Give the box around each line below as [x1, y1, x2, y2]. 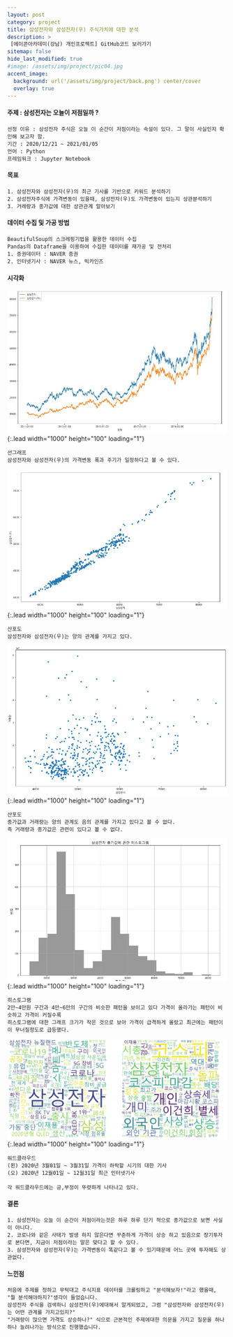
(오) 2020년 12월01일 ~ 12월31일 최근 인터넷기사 [7, 1169, 135, 1176]
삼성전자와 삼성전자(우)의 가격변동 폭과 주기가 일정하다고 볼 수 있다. [7, 456, 180, 464]
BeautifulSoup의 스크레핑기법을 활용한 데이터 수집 [7, 235, 137, 242]
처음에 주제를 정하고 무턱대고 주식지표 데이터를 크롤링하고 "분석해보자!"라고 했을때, [7, 1287, 217, 1294]
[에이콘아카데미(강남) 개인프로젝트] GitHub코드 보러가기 [10, 41, 151, 48]
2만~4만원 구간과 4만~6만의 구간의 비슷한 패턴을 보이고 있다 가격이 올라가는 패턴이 [7, 1004, 215, 1011]
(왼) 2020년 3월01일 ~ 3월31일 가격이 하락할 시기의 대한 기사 [7, 1162, 167, 1169]
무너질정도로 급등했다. [15, 1026, 70, 1033]
